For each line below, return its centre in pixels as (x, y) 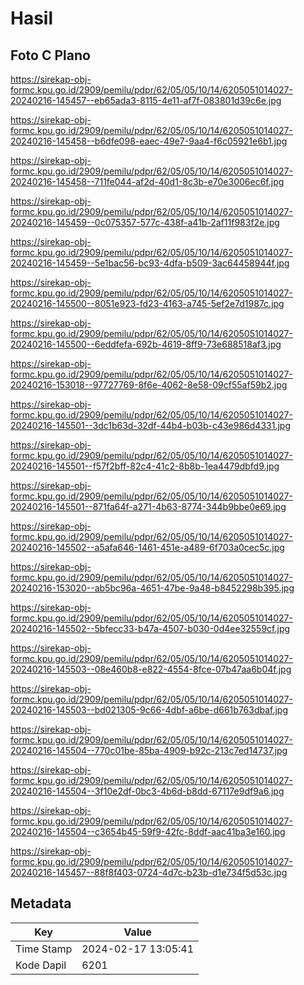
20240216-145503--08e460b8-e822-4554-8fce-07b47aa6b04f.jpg (151, 669)
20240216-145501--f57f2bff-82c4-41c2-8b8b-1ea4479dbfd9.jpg (145, 466)
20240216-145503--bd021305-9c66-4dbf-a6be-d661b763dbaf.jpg (149, 710)
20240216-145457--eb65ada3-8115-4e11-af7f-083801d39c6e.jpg (146, 100)
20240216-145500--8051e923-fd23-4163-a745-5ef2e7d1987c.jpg (147, 303)
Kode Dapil (41, 965)
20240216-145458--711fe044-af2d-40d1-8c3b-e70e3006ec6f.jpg (147, 181)
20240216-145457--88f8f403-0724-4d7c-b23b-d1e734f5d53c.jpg (149, 872)
